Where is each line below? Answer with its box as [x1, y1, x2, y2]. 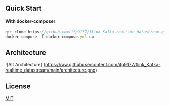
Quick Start [5, 4, 42, 13]
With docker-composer [5, 18, 56, 24]
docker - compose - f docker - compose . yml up [5, 34, 94, 40]
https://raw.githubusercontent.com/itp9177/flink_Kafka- [45, 62, 161, 68]
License [5, 82, 31, 90]
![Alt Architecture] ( [5, 62, 46, 68]
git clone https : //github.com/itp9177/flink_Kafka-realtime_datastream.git [5, 29, 168, 34]
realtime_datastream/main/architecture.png [5, 67, 96, 73]
